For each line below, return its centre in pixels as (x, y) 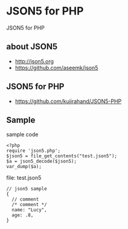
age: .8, (23, 215)
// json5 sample (27, 189)
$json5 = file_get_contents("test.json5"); (62, 156)
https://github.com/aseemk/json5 (56, 67)
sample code (22, 134)
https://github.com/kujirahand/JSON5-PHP (68, 101)
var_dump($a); (24, 167)
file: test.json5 (24, 178)
